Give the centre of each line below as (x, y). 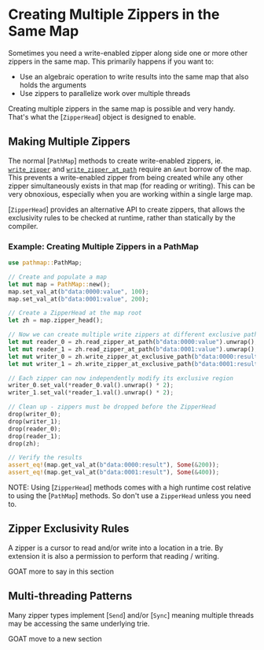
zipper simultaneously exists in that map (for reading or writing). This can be (132, 186)
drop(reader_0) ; (35, 429)
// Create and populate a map (58, 277)
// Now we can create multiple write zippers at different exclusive (125, 335)
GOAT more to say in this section (61, 571)
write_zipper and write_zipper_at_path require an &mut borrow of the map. (130, 169)
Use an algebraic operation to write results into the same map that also (134, 76)
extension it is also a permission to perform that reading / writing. (114, 556)
